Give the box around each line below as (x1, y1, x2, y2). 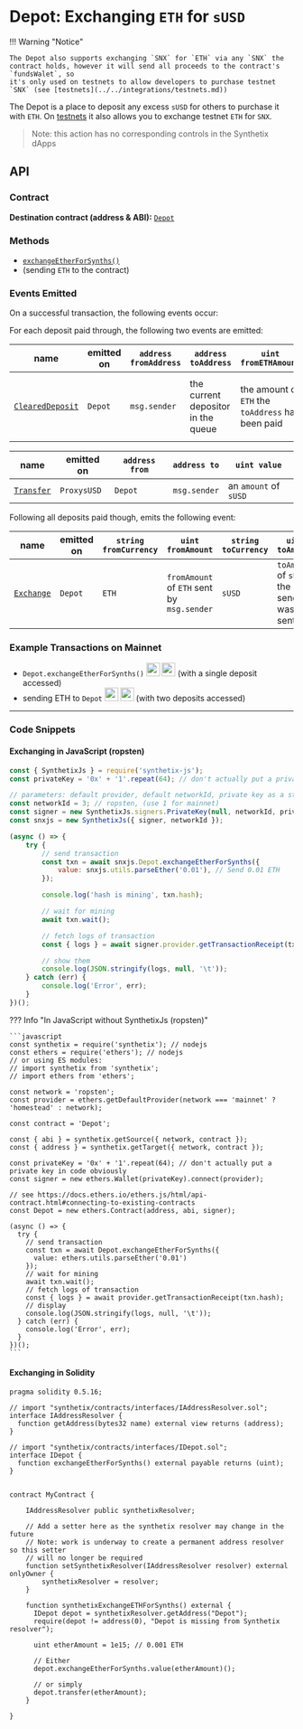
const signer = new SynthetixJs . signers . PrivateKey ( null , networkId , (9, 807, 277, 817)
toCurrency (222, 545, 269, 555)
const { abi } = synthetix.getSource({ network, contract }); (9, 1134, 248, 1144)
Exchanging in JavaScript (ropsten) (9, 746, 145, 756)
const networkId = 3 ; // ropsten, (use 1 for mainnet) (9, 799, 220, 808)
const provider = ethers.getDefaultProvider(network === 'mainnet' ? (9, 1095, 277, 1104)
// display (25, 1301, 67, 1310)
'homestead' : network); (9, 1103, 103, 1113)
